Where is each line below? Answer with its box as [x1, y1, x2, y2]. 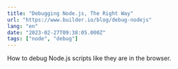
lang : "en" [7, 23, 38, 29]
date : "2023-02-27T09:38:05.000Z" [7, 29, 107, 36]
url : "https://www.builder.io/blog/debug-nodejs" [7, 16, 153, 23]
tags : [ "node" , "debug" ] [7, 36, 78, 42]
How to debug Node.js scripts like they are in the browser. [7, 54, 172, 62]
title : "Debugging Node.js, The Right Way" [7, 10, 134, 17]
